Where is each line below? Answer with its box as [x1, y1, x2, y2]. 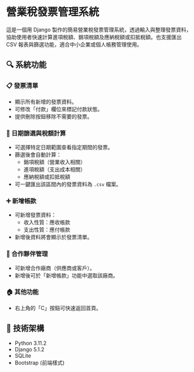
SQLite [14, 352, 31, 359]
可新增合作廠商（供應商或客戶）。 [14, 264, 96, 271]
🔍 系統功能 [6, 60, 47, 70]
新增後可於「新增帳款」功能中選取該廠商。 [14, 271, 119, 279]
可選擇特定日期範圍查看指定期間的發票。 [14, 143, 113, 151]
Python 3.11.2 [14, 339, 47, 347]
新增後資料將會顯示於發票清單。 [14, 234, 93, 241]
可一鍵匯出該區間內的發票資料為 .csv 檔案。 [14, 180, 122, 187]
